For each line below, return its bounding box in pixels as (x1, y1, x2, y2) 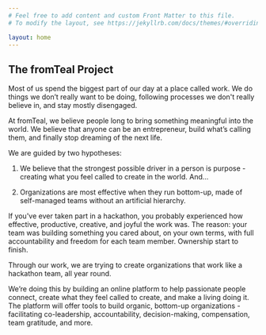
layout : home (8, 33, 51, 41)
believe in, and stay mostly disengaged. (8, 101, 138, 110)
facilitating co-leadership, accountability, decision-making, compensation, (8, 310, 251, 319)
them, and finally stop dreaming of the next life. (8, 133, 162, 143)
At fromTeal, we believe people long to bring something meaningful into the (8, 116, 253, 125)
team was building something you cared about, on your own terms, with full (8, 228, 255, 238)
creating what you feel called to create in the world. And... (19, 172, 209, 182)
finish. (8, 245, 28, 255)
